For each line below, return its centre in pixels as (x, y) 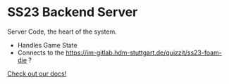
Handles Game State (47, 45)
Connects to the (41, 52)
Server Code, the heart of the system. (62, 31)
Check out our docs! (37, 73)
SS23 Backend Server (73, 12)
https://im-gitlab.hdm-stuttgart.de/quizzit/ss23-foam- (144, 52)
